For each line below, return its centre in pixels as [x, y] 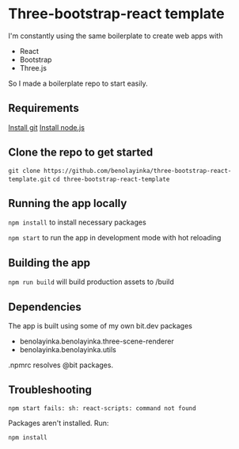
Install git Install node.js [47, 127]
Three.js [33, 67]
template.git [30, 179]
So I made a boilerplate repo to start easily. [78, 83]
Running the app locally [68, 203]
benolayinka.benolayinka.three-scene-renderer [97, 341]
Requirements [44, 108]
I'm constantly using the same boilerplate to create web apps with [116, 36]
